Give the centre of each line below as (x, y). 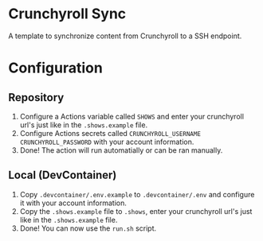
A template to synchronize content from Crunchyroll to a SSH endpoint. (125, 36)
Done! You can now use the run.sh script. (88, 228)
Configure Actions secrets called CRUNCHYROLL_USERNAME (110, 133)
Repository (36, 97)
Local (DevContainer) (63, 175)
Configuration (56, 68)
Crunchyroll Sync (67, 14)
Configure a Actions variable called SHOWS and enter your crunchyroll (132, 116)
